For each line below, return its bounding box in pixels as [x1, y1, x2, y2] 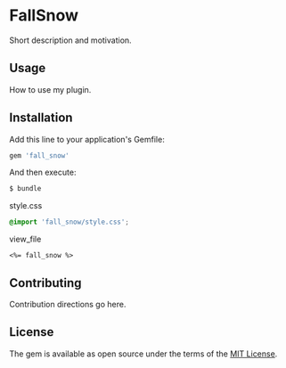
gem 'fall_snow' [9, 151, 69, 160]
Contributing [9, 275, 82, 290]
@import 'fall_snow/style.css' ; [9, 217, 129, 227]
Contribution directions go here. [9, 299, 127, 309]
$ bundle [9, 184, 42, 193]
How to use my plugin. [9, 84, 92, 94]
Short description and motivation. [9, 35, 132, 45]
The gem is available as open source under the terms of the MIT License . [9, 348, 278, 359]
